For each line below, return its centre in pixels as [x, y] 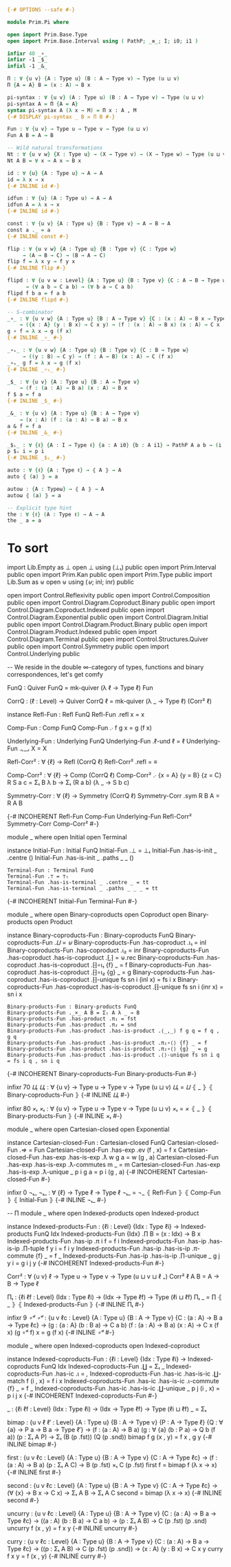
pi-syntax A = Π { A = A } [43, 104]
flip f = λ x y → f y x [41, 262]
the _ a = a [24, 520]
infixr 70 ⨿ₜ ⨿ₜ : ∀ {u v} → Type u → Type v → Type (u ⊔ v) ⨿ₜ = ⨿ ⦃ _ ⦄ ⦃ [110, 1087]
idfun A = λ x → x [33, 205]
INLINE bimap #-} [32, 1444]
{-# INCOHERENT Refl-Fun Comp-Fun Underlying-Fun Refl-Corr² [100, 817]
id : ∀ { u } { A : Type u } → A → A [55, 173]
